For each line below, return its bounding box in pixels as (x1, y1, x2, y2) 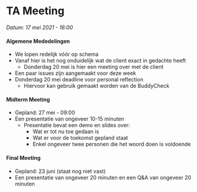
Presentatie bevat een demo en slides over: (23, 122, 130, 129)
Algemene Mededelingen (6, 37, 70, 45)
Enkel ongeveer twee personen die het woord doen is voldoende (32, 141, 192, 148)
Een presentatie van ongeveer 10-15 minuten (14, 115, 124, 122)
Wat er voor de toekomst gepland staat (32, 134, 129, 141)
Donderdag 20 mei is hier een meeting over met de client (23, 64, 164, 71)
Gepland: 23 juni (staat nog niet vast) (14, 168, 106, 175)
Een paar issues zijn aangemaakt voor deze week (14, 70, 136, 77)
